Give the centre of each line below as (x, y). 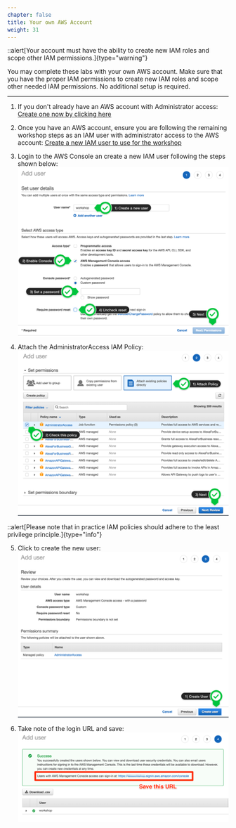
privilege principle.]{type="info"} (55, 534)
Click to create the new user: (59, 548)
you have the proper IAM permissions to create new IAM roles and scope (113, 79)
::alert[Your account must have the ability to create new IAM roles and (108, 51)
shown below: (38, 164)
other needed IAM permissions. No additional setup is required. (99, 86)
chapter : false (29, 15)
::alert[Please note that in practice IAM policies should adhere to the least (113, 526)
